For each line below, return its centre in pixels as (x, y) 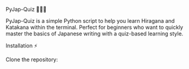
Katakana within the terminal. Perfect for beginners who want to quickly (94, 27)
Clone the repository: (32, 59)
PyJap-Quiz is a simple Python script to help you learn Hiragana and (90, 21)
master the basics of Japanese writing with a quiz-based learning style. (94, 34)
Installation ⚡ (22, 46)
